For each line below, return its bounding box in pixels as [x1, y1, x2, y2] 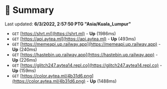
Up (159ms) [12, 67, 36, 74]
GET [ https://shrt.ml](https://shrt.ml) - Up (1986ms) [12, 30, 116, 36]
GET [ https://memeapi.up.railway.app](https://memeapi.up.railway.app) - [12, 41, 161, 47]
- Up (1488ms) [86, 78, 117, 84]
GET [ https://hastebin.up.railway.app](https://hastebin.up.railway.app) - [12, 52, 158, 58]
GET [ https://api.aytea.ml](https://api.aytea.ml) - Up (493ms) [12, 36, 136, 42]
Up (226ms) [12, 57, 37, 63]
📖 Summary [5, 4, 54, 16]
